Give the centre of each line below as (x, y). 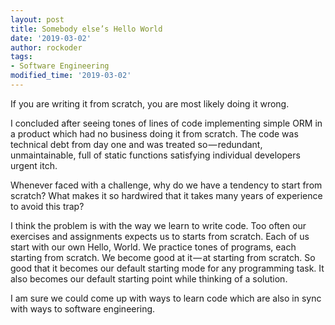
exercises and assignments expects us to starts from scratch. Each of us (160, 236)
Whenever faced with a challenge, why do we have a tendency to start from (166, 185)
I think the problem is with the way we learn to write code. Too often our (158, 225)
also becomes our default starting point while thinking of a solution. (149, 278)
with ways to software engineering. (83, 308)
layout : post (37, 19)
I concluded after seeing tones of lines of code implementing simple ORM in (166, 123)
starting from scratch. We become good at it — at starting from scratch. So (163, 257)
